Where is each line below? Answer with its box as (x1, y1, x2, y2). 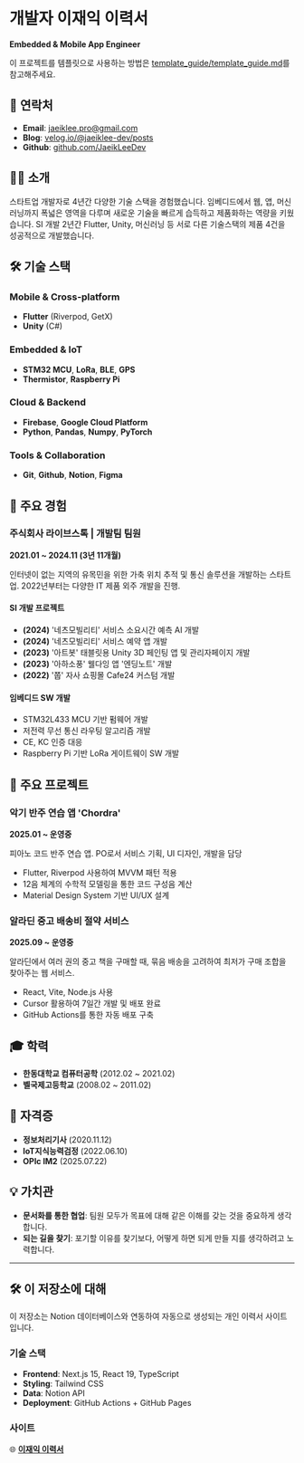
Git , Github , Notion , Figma (22, 470, 124, 481)
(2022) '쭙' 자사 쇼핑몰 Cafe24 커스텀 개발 (22, 670, 176, 681)
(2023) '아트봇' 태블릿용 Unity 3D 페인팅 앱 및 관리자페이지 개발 (22, 647, 251, 658)
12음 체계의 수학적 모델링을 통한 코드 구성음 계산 (22, 878, 193, 889)
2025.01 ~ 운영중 (9, 828, 72, 839)
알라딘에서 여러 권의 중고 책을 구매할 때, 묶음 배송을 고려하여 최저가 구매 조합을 (9, 956, 287, 967)
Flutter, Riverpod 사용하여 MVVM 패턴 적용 (22, 866, 178, 878)
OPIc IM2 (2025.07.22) (22, 1155, 108, 1166)
